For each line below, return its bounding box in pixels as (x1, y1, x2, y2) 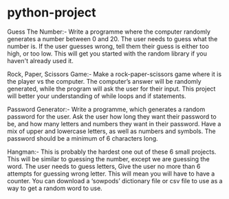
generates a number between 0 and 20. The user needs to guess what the (7, 34, 218, 43)
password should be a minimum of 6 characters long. (7, 134, 158, 142)
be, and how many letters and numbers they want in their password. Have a (7, 119, 221, 128)
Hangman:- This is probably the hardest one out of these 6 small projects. (7, 148, 217, 156)
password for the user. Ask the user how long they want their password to (7, 112, 217, 121)
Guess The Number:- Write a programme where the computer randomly (7, 27, 211, 36)
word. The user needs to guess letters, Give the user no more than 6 (7, 162, 201, 170)
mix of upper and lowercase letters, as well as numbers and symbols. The (7, 127, 216, 135)
